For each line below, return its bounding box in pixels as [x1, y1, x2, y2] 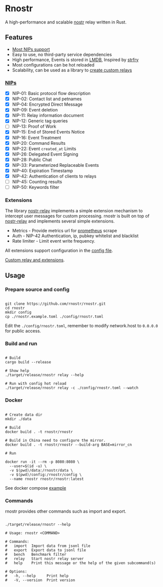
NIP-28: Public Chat [12, 157, 52, 162]
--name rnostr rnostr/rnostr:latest [9, 476, 84, 481]
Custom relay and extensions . [5, 257, 65, 263]
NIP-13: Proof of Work [12, 123, 57, 130]
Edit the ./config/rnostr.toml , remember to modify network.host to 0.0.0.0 [5, 323, 158, 329]
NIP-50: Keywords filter [12, 184, 60, 190]
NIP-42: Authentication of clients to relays [12, 173, 97, 179]
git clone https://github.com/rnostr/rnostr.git [5, 301, 106, 306]
